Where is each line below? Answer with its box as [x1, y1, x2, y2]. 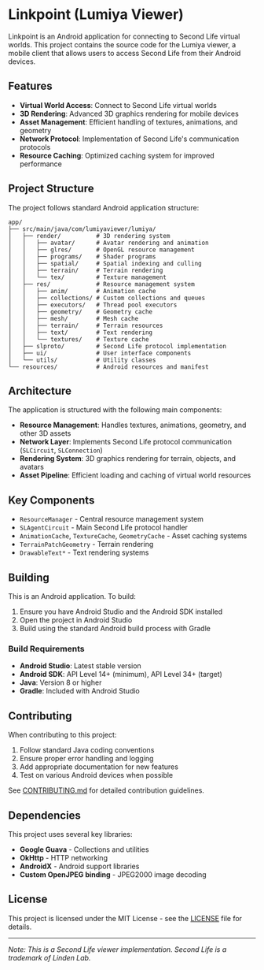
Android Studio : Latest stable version [19, 661, 141, 671]
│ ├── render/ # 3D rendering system [8, 232, 170, 240]
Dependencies [8, 808, 81, 822]
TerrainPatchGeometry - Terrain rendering [19, 540, 154, 549]
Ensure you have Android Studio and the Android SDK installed [19, 607, 223, 616]
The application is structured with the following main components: [8, 405, 222, 414]
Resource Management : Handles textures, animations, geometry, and [19, 420, 247, 430]
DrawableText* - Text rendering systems [19, 548, 149, 557]
